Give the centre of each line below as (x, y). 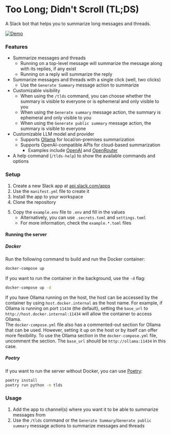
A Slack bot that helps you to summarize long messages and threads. (78, 24)
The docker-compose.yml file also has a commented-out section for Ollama (83, 324)
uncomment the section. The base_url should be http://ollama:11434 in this (86, 341)
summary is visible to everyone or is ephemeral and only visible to (90, 101)
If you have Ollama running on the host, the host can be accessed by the (82, 297)
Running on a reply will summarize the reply (66, 74)
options (21, 161)
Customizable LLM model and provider (53, 134)
